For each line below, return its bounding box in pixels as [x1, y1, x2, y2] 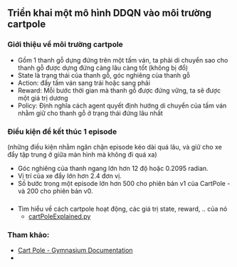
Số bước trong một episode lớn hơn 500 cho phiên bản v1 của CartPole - [17, 179, 231, 187]
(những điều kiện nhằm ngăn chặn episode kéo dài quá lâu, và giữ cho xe [7, 142, 222, 151]
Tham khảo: [7, 229, 50, 239]
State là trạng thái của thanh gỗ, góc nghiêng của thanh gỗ [17, 70, 191, 79]
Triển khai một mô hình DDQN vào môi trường [7, 7, 212, 19]
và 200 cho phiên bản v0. [17, 187, 93, 195]
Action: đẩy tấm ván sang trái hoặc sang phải [17, 78, 151, 87]
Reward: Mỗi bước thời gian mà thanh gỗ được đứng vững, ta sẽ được [17, 86, 221, 95]
